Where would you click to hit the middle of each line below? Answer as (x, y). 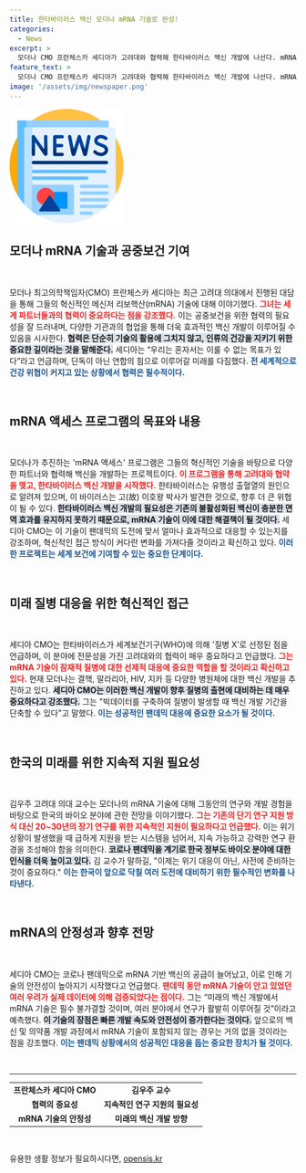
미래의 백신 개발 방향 (152, 1119)
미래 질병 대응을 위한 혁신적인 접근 (99, 603)
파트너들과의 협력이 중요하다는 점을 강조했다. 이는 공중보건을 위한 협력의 (146, 315)
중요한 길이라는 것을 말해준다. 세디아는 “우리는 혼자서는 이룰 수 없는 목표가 (141, 349)
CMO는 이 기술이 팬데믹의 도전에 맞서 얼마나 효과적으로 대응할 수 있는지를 (157, 531)
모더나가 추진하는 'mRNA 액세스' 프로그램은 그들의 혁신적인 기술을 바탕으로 (143, 463)
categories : (32, 29)
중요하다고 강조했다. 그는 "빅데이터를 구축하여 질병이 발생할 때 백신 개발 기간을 (148, 702)
